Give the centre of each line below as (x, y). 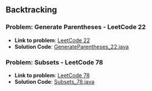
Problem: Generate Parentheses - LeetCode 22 (76, 27)
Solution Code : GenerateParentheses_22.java (71, 46)
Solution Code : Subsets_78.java (55, 81)
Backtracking (31, 10)
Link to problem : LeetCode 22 (52, 40)
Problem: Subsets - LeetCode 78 (55, 62)
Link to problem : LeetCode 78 (52, 75)
